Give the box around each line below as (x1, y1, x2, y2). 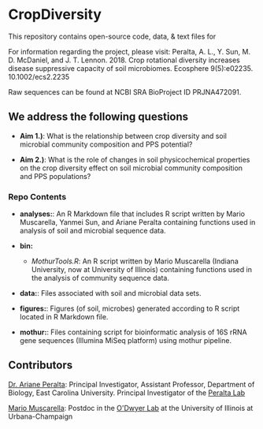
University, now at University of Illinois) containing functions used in (31, 265, 252, 274)
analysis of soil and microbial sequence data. (19, 226, 167, 236)
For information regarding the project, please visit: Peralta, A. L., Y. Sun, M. (8, 47, 251, 56)
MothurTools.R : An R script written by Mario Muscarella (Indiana (31, 256, 239, 266)
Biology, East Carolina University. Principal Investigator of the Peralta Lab (8, 388, 246, 397)
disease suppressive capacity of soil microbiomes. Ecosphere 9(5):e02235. (8, 63, 254, 73)
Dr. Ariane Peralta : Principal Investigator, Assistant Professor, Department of (8, 379, 255, 389)
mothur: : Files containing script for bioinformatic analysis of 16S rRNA (19, 327, 247, 337)
